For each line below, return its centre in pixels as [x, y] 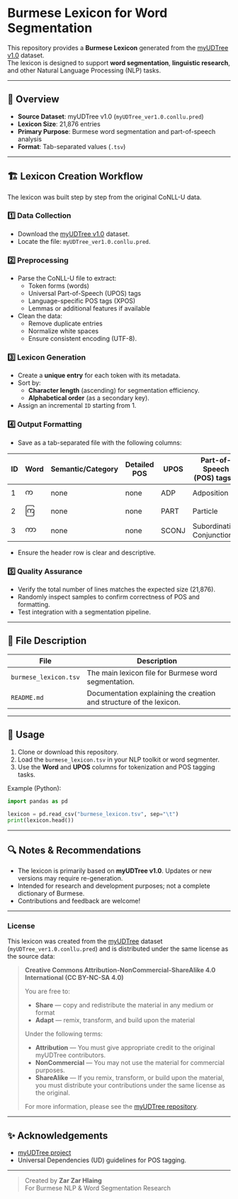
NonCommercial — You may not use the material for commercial [130, 1063]
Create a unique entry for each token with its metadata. [99, 375]
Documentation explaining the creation [151, 693]
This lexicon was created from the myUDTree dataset [85, 942]
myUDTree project [44, 1153]
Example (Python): [34, 788]
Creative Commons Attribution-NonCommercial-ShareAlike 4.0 [120, 970]
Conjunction [213, 535]
